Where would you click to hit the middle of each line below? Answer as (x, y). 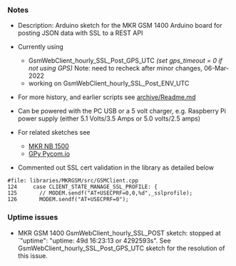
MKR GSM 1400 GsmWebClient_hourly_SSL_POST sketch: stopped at (119, 232)
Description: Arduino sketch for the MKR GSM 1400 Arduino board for (120, 26)
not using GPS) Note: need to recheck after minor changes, (116, 68)
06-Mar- (217, 68)
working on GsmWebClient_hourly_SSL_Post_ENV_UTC (109, 83)
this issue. (33, 255)
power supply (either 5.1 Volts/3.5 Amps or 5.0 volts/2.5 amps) (109, 118)
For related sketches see (54, 133)
